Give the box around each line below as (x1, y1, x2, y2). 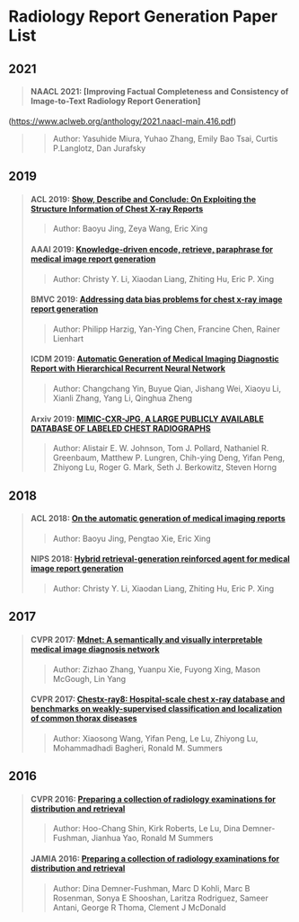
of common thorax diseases (30, 713, 137, 724)
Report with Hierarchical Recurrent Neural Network (30, 363, 226, 374)
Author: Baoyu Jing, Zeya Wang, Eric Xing (52, 223, 208, 235)
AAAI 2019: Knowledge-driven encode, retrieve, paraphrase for (30, 244, 273, 254)
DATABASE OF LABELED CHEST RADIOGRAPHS (30, 422, 212, 433)
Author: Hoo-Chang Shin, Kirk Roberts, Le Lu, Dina (52, 823, 241, 834)
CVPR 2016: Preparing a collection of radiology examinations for (30, 793, 276, 804)
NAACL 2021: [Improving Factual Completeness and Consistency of (30, 86, 289, 97)
